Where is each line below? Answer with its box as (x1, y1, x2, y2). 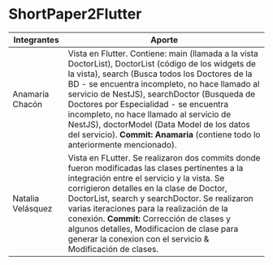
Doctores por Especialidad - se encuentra (67, 98, 229, 109)
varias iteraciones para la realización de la (67, 203, 229, 214)
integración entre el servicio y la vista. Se (67, 172, 225, 183)
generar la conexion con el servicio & (67, 233, 210, 244)
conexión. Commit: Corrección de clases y (67, 212, 232, 224)
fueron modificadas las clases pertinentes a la (67, 162, 244, 173)
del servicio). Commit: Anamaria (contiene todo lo (67, 129, 261, 140)
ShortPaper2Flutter (8, 5, 142, 24)
